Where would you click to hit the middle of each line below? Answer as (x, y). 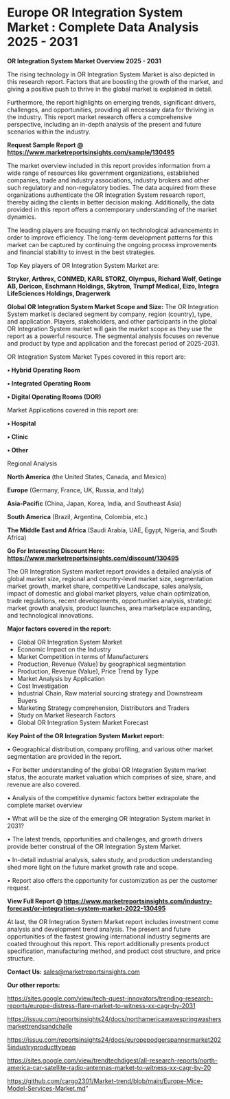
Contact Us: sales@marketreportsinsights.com (74, 972)
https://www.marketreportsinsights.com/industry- (138, 901)
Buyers (27, 700)
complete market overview (45, 805)
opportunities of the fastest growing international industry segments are (109, 936)
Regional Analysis (32, 463)
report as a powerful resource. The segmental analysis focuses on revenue (113, 336)
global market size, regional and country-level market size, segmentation (110, 578)
